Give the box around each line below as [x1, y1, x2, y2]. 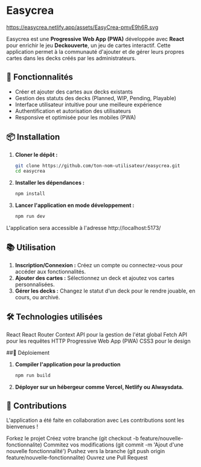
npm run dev [14, 214, 45, 220]
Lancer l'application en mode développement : [14, 202, 135, 209]
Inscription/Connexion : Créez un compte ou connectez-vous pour [14, 261, 183, 268]
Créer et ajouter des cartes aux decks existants [14, 88, 133, 95]
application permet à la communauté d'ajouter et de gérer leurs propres [6, 48, 185, 55]
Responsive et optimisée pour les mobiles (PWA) [14, 113, 136, 121]
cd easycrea [14, 168, 45, 174]
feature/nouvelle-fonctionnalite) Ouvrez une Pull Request [6, 454, 148, 462]
